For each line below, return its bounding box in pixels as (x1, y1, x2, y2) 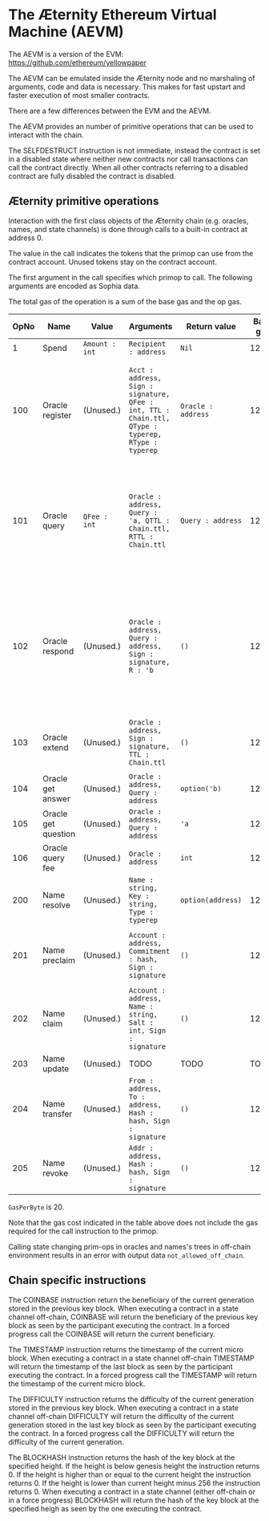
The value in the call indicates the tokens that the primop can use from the (8, 248, 254, 258)
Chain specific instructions (8, 1274, 147, 1287)
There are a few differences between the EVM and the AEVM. (8, 106, 211, 116)
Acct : (128, 365, 154, 374)
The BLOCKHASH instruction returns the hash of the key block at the (8, 1452, 235, 1462)
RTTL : (128, 532, 154, 541)
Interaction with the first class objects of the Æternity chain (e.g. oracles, (8, 215, 249, 226)
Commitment (128, 946, 171, 956)
